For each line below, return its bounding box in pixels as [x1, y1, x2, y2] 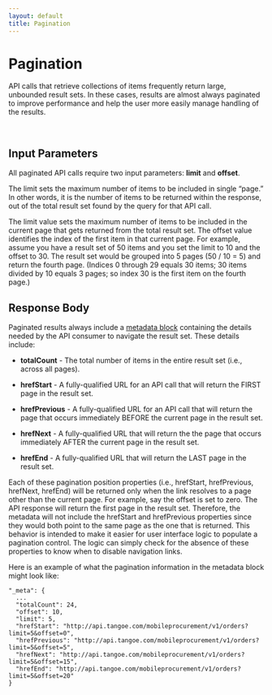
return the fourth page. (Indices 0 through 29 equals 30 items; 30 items [8, 260, 248, 270]
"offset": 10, [15, 608, 63, 616]
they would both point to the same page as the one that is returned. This [8, 521, 250, 531]
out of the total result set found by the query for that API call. [8, 201, 212, 211]
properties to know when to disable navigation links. [8, 546, 183, 557]
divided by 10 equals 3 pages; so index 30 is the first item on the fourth [8, 269, 246, 279]
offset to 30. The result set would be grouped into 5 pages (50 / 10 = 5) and [8, 251, 261, 261]
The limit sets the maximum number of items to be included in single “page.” [8, 184, 264, 193]
